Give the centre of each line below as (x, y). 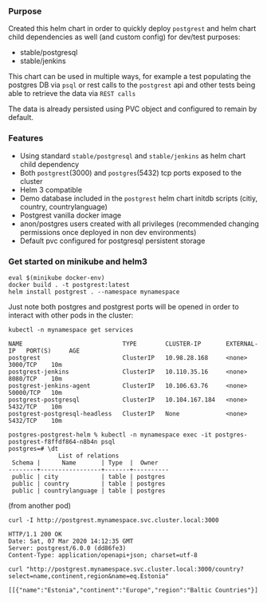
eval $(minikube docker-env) (57, 277)
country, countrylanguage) (63, 206)
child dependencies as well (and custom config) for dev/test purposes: (124, 37)
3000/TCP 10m (35, 365)
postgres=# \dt (33, 449)
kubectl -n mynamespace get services (71, 329)
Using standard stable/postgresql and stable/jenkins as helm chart (132, 155)
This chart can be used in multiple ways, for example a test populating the (130, 77)
